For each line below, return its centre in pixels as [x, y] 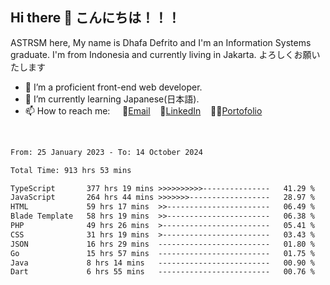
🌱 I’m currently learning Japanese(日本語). [112, 99]
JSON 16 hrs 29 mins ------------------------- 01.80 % [162, 244]
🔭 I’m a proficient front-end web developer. [113, 87]
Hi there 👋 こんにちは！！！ [95, 18]
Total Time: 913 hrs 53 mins [71, 170]
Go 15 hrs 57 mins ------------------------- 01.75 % [162, 253]
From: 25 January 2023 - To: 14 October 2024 [106, 152]
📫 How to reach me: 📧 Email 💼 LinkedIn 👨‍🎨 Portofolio [143, 110]
